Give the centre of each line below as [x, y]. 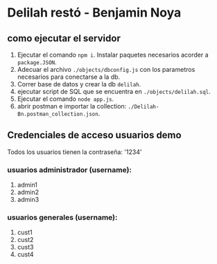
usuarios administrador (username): [69, 169]
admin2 [28, 192]
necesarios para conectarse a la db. [69, 77]
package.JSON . [37, 62]
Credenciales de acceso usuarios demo [94, 135]
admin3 [28, 200]
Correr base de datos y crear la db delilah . [79, 84]
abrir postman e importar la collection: [72, 106]
